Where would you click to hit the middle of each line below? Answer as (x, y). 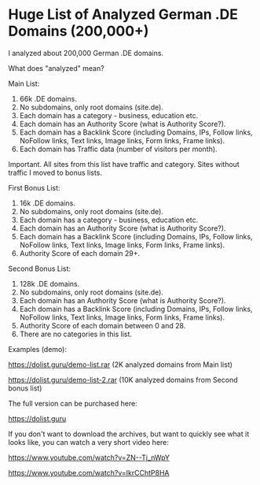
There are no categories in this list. (75, 334)
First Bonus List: (34, 187)
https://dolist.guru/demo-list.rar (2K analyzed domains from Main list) (121, 365)
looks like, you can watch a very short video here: (88, 442)
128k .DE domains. (49, 283)
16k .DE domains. (48, 203)
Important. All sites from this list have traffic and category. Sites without (124, 164)
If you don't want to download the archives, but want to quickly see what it (129, 434)
